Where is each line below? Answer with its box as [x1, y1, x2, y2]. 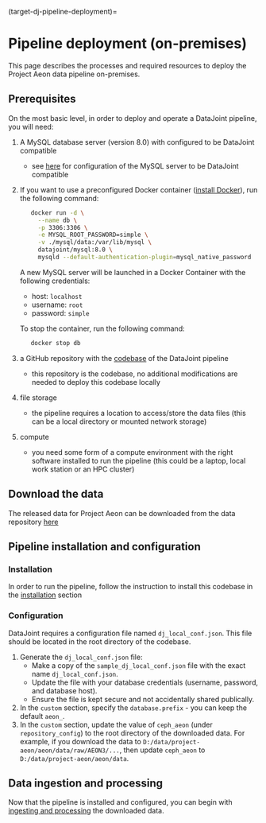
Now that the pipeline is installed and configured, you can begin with [8, 798, 233, 807]
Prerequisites [8, 92, 76, 106]
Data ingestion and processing [8, 776, 163, 790]
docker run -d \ [30, 208, 85, 217]
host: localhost [31, 291, 83, 301]
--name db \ [37, 216, 78, 224]
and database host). [31, 685, 98, 695]
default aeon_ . [19, 711, 65, 720]
